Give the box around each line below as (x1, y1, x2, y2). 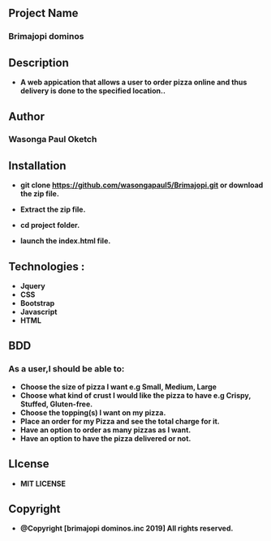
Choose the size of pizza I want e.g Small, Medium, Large (19, 381, 217, 392)
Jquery (19, 281, 46, 291)
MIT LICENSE (19, 479, 67, 488)
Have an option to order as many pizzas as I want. (19, 425, 191, 435)
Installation (8, 158, 67, 173)
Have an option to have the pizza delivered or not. (19, 433, 191, 443)
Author (8, 109, 45, 123)
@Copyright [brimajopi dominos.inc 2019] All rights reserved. (19, 523, 234, 534)
